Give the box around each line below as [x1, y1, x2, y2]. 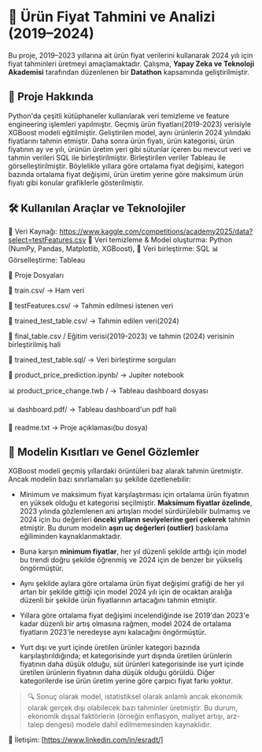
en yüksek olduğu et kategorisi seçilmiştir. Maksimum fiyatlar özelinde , [19, 498, 253, 507]
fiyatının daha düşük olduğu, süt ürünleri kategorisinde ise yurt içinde [19, 659, 245, 669]
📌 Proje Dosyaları [8, 270, 65, 279]
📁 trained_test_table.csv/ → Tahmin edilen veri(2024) [8, 315, 179, 326]
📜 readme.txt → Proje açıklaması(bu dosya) [8, 422, 148, 432]
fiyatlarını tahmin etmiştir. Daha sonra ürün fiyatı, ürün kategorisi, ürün [8, 136, 234, 146]
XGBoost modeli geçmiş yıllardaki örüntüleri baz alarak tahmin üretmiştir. [8, 466, 244, 476]
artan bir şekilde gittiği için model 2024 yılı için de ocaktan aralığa [19, 587, 233, 597]
